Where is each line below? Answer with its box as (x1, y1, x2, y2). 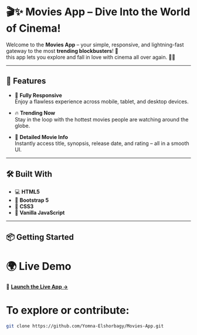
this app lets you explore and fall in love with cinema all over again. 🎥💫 (6, 53, 176, 60)
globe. (14, 122, 30, 129)
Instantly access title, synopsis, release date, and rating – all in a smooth (14, 140, 189, 147)
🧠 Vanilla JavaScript (14, 209, 65, 216)
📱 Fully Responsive (14, 92, 63, 99)
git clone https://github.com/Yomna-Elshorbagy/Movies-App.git (6, 323, 164, 329)
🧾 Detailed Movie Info (14, 133, 69, 140)
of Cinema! (6, 22, 61, 35)
